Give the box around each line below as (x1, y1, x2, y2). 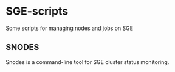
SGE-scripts (5, 4, 69, 18)
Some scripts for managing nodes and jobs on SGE (5, 24, 134, 32)
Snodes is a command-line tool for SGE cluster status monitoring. (5, 58, 170, 65)
